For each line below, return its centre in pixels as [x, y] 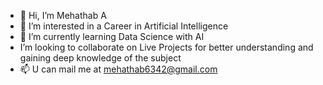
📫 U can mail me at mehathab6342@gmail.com [118, 69]
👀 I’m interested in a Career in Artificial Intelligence [124, 26]
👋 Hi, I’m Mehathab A [63, 15]
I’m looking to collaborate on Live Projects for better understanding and [166, 47]
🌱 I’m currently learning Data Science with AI [112, 36]
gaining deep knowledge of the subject [100, 58]
